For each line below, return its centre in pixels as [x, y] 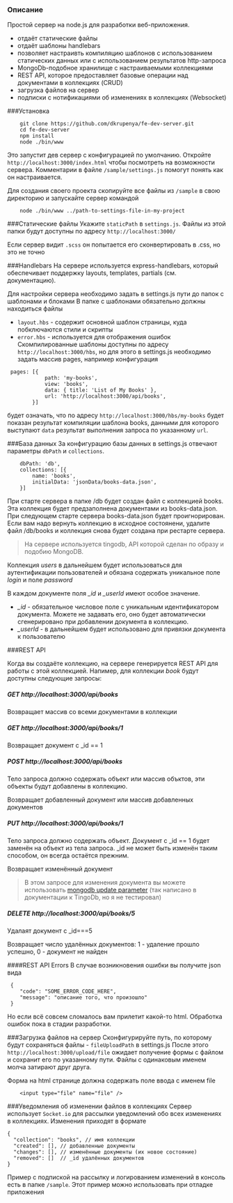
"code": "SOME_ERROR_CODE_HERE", [68, 992]
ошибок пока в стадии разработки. [59, 1024]
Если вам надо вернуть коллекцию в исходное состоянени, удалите [109, 523]
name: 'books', [54, 476]
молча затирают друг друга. [49, 1067]
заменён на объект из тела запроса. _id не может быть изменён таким [112, 848]
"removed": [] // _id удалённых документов [79, 1158]
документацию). [32, 281]
